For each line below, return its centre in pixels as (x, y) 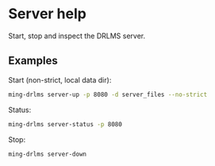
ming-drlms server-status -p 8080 (65, 124)
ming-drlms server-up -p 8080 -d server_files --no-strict (108, 95)
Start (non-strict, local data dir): (60, 79)
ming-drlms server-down (48, 154)
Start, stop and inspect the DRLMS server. (77, 36)
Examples (33, 61)
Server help (48, 14)
